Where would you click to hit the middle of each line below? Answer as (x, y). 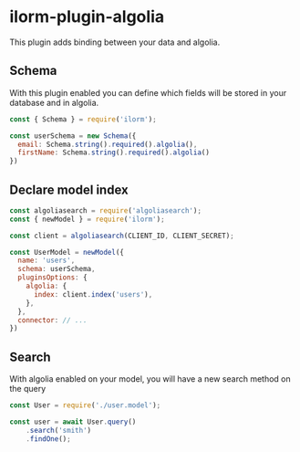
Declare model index (69, 189)
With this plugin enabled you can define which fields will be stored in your (148, 92)
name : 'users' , (47, 261)
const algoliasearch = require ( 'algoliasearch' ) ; (106, 210)
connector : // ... (53, 320)
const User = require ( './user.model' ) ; (85, 405)
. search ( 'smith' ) (59, 430)
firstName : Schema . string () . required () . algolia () (114, 152)
